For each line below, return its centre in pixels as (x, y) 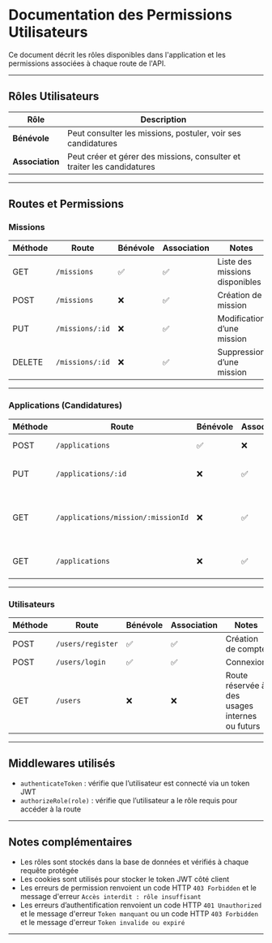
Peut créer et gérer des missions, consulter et (154, 156)
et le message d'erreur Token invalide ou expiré (102, 922)
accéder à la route (51, 809)
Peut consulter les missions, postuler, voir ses (154, 133)
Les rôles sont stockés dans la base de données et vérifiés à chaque (134, 862)
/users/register (87, 644)
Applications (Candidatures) (66, 405)
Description (164, 119)
